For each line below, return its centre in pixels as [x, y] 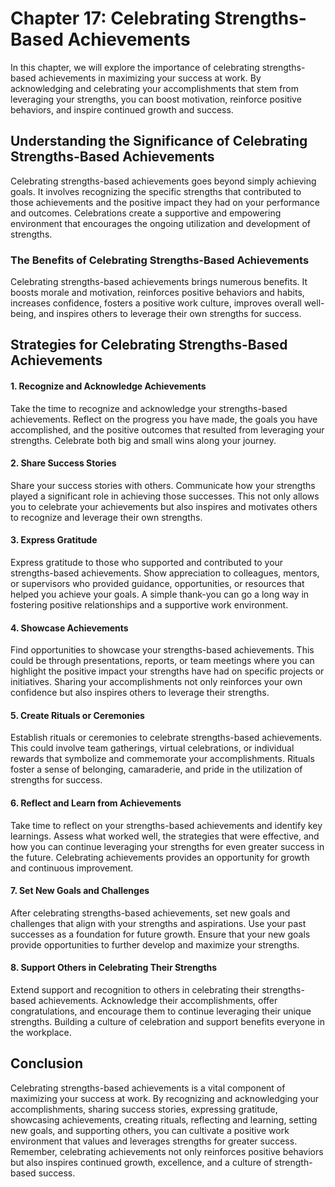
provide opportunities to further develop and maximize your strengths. [155, 944]
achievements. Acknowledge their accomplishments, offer [158, 1001]
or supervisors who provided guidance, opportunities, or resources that [157, 584]
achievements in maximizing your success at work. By [150, 78]
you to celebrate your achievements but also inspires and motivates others [164, 506]
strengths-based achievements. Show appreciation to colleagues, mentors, [165, 573]
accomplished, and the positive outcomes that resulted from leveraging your [167, 429]
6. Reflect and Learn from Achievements [96, 803]
